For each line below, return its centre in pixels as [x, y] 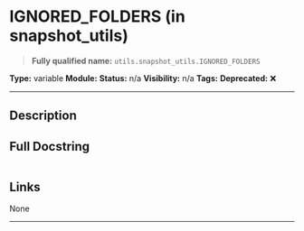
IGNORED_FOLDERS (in [97, 17]
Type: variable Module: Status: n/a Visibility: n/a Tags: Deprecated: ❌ [143, 78]
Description [43, 116]
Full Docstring [50, 146]
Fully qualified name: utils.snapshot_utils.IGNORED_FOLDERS [146, 60]
